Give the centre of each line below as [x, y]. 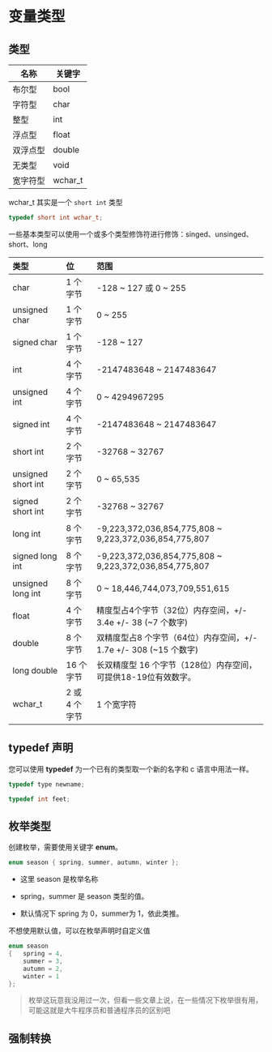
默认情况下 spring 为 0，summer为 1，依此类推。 [102, 913]
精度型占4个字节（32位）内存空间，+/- [172, 610]
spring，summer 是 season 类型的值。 [84, 896]
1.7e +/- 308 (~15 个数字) [147, 649]
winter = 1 [41, 976]
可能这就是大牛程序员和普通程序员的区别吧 [99, 1011]
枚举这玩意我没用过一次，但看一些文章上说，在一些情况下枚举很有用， [145, 1000]
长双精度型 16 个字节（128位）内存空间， [177, 665]
